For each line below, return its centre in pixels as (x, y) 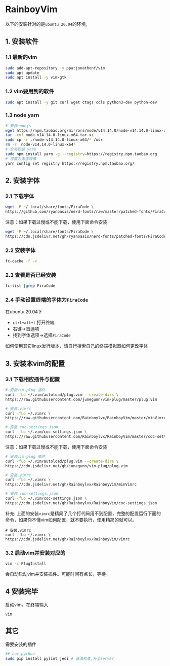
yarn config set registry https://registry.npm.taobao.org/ (70, 163)
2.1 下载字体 (20, 196)
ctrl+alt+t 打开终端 (33, 322)
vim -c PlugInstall (26, 564)
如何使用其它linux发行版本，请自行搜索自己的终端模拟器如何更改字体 (77, 346)
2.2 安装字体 (20, 250)
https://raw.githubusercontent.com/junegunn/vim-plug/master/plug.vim (81, 399)
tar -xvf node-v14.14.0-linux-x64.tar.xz (50, 135)
